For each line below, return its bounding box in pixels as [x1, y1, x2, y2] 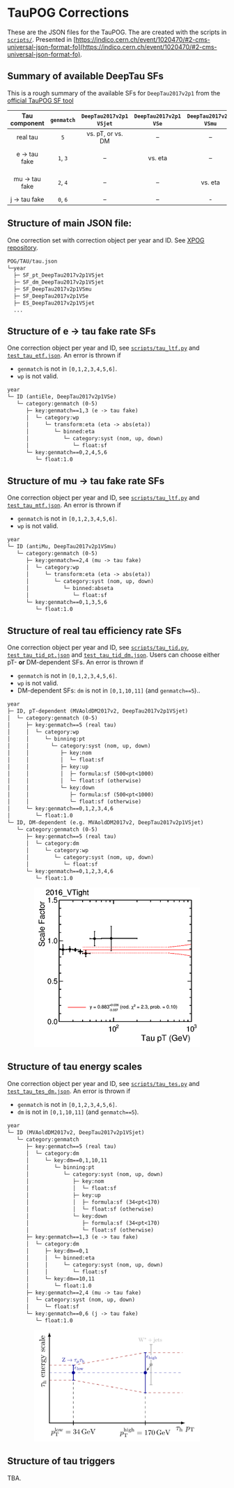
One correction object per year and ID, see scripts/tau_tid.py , [7, 643, 189, 651]
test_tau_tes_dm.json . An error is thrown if [7, 1087, 131, 1095]
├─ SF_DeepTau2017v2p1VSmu [13, 286, 92, 293]
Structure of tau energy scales [7, 1061, 143, 1073]
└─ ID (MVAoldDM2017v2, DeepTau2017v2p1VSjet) [7, 1129, 145, 1136]
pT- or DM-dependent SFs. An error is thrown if [7, 658, 144, 666]
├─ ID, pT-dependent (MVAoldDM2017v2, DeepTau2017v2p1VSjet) [7, 708, 189, 715]
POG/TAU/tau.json [7, 258, 58, 265]
